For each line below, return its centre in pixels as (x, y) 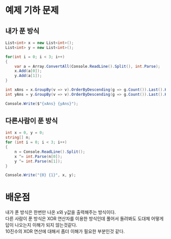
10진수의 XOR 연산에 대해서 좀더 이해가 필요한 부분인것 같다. (65, 231)
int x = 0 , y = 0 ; (25, 133)
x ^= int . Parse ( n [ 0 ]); (38, 156)
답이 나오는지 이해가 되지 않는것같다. (41, 225)
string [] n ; (18, 138)
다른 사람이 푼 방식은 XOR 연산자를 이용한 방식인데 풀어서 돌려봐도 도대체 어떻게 (84, 219)
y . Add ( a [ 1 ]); (28, 76)
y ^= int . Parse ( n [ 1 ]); (38, 161)
